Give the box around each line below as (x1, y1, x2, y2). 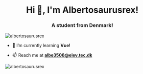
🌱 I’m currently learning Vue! (12, 43, 71, 49)
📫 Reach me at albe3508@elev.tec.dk (12, 52, 93, 58)
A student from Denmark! (51, 22, 114, 29)
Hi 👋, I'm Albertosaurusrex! (26, 4, 139, 16)
